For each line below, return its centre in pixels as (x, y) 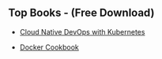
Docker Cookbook (49, 47)
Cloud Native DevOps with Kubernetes (82, 31)
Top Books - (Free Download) (81, 13)
